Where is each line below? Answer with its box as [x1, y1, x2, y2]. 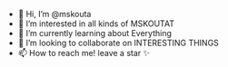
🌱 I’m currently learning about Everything [17, 28, 173, 38]
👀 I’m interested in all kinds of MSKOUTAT [17, 18, 175, 29]
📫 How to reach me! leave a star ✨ [17, 48, 150, 58]
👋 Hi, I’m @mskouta [17, 9, 92, 19]
